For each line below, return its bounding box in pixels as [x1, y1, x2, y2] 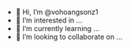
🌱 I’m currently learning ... [15, 24, 100, 33]
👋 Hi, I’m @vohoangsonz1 [15, 8, 98, 16]
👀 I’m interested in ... [15, 16, 83, 25]
